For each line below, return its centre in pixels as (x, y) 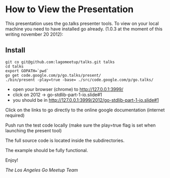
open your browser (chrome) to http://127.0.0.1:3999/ (68, 89)
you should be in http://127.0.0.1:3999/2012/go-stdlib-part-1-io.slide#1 (86, 100)
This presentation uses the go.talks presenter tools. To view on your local (82, 23)
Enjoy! (12, 160)
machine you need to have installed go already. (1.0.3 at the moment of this (84, 28)
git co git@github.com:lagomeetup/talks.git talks (60, 62)
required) (15, 115)
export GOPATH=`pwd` (27, 71)
